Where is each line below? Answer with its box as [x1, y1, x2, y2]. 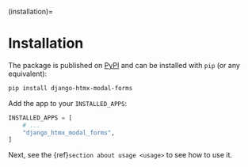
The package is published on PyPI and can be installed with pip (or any [8, 60, 240, 70]
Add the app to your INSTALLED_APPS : [8, 98, 128, 108]
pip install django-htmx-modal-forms [8, 84, 133, 92]
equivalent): [8, 69, 48, 78]
